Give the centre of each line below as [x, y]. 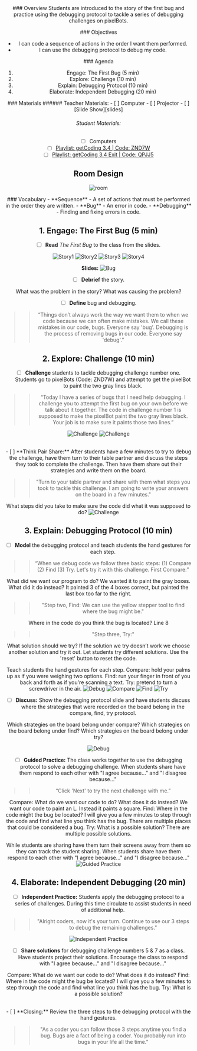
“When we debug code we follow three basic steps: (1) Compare [113, 563]
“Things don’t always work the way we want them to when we [113, 315]
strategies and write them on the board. [98, 470]
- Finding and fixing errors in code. [98, 212]
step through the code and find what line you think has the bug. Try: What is [98, 988]
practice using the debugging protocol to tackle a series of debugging [98, 14]
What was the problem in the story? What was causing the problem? [98, 292]
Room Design [98, 174]
